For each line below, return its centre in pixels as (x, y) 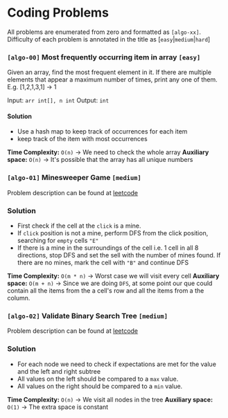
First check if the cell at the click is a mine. (79, 226)
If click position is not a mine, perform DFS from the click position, (113, 233)
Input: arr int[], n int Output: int (58, 100)
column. (19, 298)
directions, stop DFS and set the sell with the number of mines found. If (119, 255)
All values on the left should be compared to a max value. (98, 379)
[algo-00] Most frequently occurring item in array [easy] (104, 57)
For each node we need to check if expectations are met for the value (117, 364)
